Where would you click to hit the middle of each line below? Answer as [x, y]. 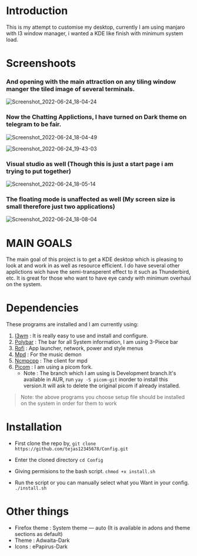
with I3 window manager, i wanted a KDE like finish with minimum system [95, 33]
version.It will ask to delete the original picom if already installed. [102, 386]
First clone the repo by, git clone [55, 443]
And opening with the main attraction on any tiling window [91, 82]
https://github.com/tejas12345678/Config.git [71, 449]
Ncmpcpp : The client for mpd [51, 361]
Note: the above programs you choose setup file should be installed [103, 397]
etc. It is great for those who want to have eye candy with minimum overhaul [98, 278]
